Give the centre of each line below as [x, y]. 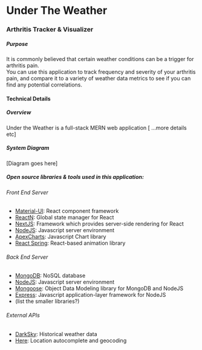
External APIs [23, 315]
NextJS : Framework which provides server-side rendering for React [99, 224]
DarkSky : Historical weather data [56, 334]
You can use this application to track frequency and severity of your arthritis [101, 72]
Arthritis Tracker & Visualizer [50, 30]
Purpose [17, 44]
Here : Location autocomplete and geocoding [71, 340]
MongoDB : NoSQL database [50, 276]
